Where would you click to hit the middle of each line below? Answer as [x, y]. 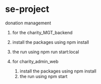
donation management [28, 23]
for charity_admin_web [35, 61]
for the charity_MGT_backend [42, 32]
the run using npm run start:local [46, 52]
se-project [27, 9]
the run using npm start [44, 76]
